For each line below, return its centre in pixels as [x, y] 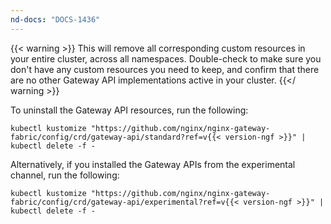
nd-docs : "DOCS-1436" [55, 19]
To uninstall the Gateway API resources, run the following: [129, 110]
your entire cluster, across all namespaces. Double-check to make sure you [166, 58]
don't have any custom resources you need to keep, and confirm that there [165, 69]
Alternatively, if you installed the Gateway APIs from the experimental [153, 164]
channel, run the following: [65, 175]
